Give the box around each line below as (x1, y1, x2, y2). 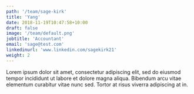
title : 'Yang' (6, 14, 41, 20)
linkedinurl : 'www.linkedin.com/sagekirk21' (6, 47, 117, 53)
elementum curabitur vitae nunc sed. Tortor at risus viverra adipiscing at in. (6, 80, 188, 88)
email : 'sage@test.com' (6, 42, 65, 48)
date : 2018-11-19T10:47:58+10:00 (6, 19, 88, 25)
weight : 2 (6, 52, 31, 58)
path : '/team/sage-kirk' (6, 8, 67, 15)
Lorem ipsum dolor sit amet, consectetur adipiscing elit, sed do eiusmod (6, 68, 181, 75)
